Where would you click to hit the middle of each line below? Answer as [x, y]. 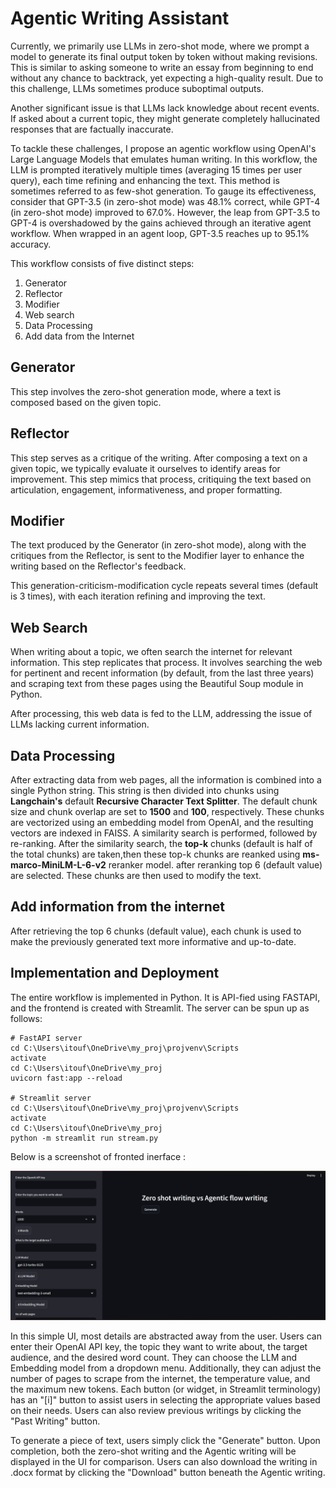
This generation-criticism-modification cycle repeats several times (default [164, 586]
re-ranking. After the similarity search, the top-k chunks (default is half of [161, 843]
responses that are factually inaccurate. [92, 129]
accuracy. [31, 244]
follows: [26, 1018]
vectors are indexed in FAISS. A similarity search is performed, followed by [164, 833]
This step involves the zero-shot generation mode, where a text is [146, 391]
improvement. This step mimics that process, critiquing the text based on [161, 479]
